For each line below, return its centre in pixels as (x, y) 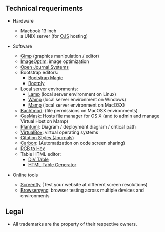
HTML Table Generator (52, 165)
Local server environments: (49, 89)
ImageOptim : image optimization (55, 61)
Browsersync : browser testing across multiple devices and (82, 190)
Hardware (23, 20)
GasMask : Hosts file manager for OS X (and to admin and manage (90, 116)
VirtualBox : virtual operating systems (59, 132)
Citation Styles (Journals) (47, 137)
